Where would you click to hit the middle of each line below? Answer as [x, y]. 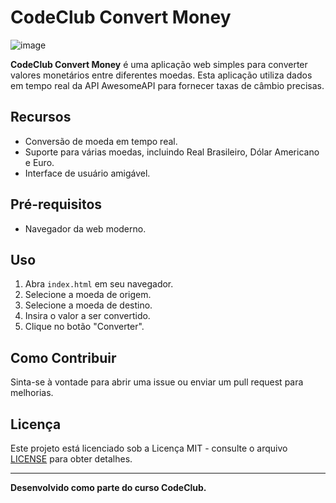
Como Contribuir [63, 357]
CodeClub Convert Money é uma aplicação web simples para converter [159, 64]
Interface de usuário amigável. [87, 173]
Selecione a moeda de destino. [88, 305]
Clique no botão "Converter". [84, 327]
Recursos [41, 117]
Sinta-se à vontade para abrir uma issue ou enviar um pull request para [157, 382]
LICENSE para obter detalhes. [71, 459]
